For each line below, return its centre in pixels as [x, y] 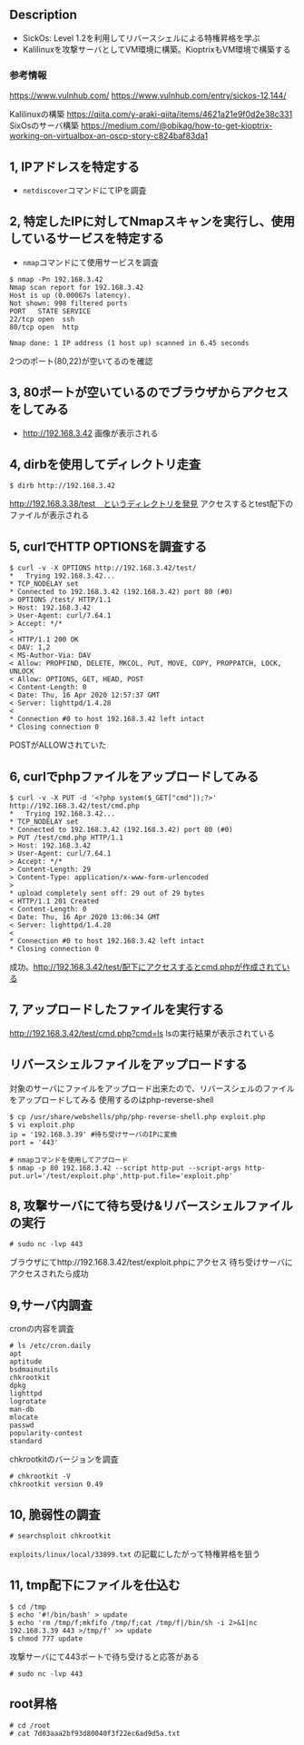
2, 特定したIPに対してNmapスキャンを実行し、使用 [152, 222]
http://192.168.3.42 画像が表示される [90, 433]
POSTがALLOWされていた [58, 745]
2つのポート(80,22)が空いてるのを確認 [81, 361]
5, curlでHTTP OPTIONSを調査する [108, 546]
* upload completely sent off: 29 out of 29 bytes [107, 893]
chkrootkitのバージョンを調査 [64, 1459]
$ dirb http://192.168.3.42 [63, 486]
